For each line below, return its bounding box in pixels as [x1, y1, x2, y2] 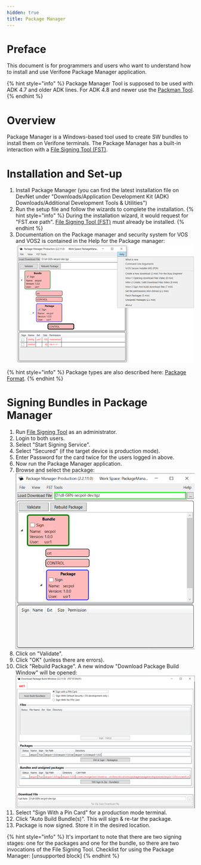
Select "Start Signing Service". [15, 441, 91, 448]
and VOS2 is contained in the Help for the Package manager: [15, 238, 165, 245]
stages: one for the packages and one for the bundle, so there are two [7, 839, 180, 847]
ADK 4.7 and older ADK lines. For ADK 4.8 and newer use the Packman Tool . [7, 87, 194, 94]
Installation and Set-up [7, 167, 123, 180]
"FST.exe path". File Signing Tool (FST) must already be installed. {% [15, 218, 184, 226]
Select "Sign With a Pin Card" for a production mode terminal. [15, 809, 168, 816]
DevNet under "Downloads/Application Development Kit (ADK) [15, 193, 169, 200]
